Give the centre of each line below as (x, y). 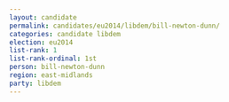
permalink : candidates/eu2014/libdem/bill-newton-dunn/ (114, 26)
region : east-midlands (51, 75)
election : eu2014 (41, 42)
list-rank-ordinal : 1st (53, 59)
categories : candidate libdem (65, 34)
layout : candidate (43, 17)
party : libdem (36, 83)
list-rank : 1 (33, 51)
